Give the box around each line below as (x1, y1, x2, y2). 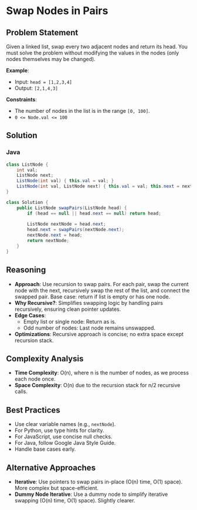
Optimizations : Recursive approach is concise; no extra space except (14, 330, 184, 337)
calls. (14, 388, 28, 395)
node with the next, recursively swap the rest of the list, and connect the (14, 287, 190, 294)
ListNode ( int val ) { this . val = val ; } (16, 178, 114, 184)
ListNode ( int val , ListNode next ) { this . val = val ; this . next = (16, 183, 180, 189)
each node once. (14, 375, 56, 382)
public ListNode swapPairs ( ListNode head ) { (16, 204, 127, 211)
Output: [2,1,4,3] (14, 85, 59, 92)
